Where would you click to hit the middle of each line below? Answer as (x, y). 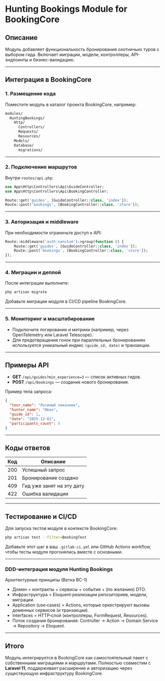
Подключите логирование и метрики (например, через (70, 329)
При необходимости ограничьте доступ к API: (54, 233)
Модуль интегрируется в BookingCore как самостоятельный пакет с (77, 658)
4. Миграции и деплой (33, 272)
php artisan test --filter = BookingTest (46, 537)
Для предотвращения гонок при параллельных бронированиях (79, 340)
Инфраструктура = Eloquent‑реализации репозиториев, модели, (80, 595)
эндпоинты (17, 60)
